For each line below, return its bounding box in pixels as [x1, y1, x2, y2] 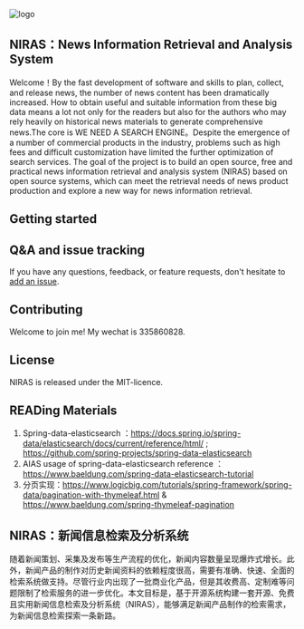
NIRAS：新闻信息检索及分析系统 [9, 527, 189, 543]
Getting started [9, 211, 98, 227]
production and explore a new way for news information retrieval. [9, 185, 253, 196]
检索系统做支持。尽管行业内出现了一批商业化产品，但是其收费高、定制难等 [9, 576, 287, 587]
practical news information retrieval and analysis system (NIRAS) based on [9, 166, 288, 177]
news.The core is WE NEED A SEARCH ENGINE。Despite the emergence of [9, 127, 290, 138]
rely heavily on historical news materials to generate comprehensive [9, 116, 264, 127]
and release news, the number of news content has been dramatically [9, 87, 270, 98]
